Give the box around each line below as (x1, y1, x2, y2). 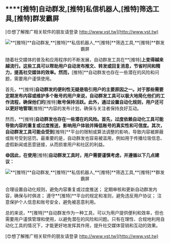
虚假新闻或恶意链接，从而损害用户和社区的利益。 (5, 141, 107, 147)
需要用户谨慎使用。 (14, 75, 54, 82)
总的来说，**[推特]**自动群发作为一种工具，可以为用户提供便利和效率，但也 (5, 210, 164, 216)
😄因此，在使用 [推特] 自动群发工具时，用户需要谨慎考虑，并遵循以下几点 (5, 152, 155, 158)
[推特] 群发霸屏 (14, 14, 59, 23)
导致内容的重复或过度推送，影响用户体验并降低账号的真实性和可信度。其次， (5, 122, 165, 128)
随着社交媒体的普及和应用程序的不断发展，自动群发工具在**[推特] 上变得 (5, 56, 155, 62)
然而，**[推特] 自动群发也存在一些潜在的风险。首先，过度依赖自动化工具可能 (5, 116, 164, 122)
